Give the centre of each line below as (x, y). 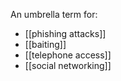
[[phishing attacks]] (65, 33)
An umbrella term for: (54, 14)
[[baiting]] (45, 44)
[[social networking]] (68, 65)
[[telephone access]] (68, 55)
